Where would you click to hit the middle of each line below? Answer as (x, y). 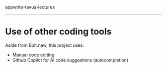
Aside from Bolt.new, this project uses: (45, 45)
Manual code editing (33, 55)
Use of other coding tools (58, 32)
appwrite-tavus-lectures (30, 7)
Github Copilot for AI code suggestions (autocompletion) (70, 60)
